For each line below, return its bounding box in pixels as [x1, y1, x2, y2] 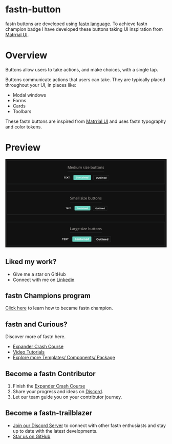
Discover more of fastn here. [5, 334, 66, 340]
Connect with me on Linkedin [12, 276, 75, 283]
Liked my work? [5, 257, 57, 266]
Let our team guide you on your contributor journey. [12, 394, 122, 400]
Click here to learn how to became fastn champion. [5, 305, 113, 311]
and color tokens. [5, 123, 42, 129]
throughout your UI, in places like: [5, 82, 77, 88]
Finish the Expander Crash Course [12, 383, 85, 389]
